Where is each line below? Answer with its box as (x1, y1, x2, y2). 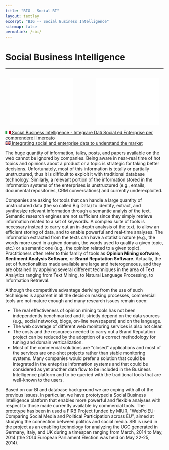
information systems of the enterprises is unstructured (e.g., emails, (5, 182, 146, 188)
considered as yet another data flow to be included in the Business (12, 366, 151, 372)
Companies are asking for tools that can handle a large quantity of (5, 197, 142, 203)
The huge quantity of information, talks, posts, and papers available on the (5, 150, 160, 156)
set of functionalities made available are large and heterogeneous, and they (5, 261, 162, 267)
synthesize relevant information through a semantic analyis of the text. (5, 208, 151, 214)
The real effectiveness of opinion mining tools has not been (12, 307, 136, 314)
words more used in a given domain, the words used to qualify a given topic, (5, 240, 163, 246)
